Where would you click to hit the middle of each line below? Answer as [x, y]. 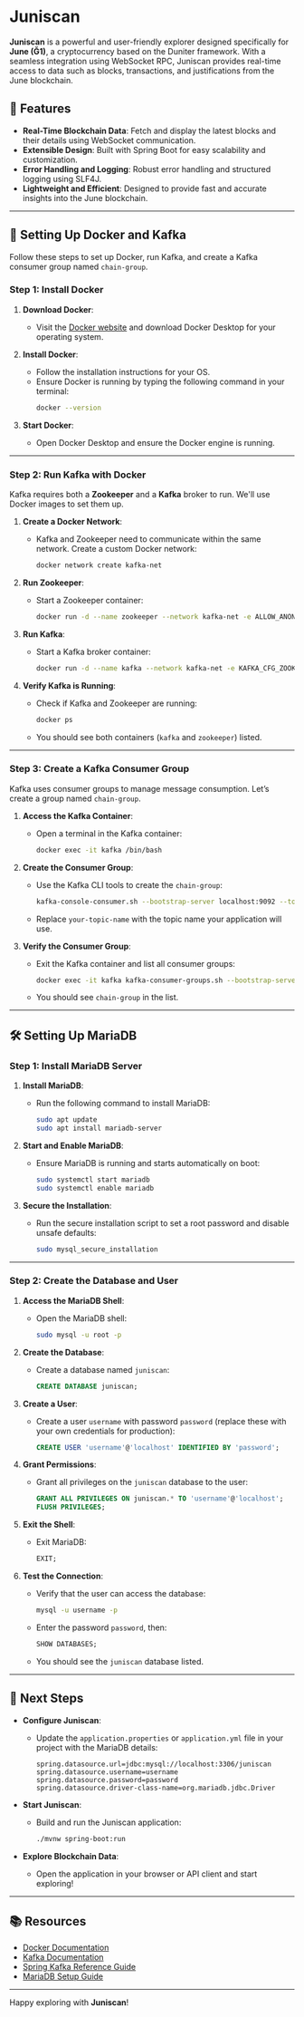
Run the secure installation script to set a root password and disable [162, 1223]
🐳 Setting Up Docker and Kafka [98, 235]
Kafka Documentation [63, 1957]
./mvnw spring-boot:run [81, 1838]
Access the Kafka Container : [78, 815]
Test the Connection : [63, 1576]
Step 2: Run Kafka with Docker [78, 475]
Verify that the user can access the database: [121, 1594]
